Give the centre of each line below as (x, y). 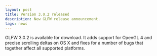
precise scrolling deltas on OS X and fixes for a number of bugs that (74, 43)
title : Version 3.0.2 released (37, 14)
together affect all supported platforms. (45, 48)
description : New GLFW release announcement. (53, 19)
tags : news (16, 24)
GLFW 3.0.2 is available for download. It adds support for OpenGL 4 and (78, 38)
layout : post (19, 10)
